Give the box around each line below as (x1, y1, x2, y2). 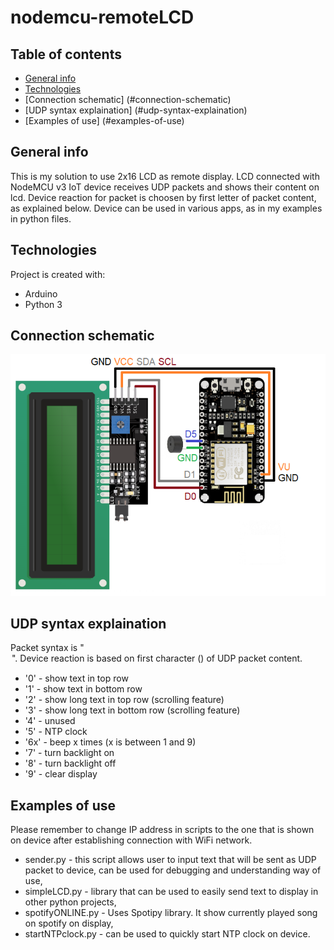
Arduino (24, 287, 58, 300)
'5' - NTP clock (24, 726, 88, 738)
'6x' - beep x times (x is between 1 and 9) (24, 736, 197, 748)
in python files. (10, 212, 72, 225)
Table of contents (10, 46, 122, 63)
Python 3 (24, 298, 63, 310)
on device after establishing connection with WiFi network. (10, 834, 253, 846)
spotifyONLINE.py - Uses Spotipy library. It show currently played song (24, 907, 318, 919)
